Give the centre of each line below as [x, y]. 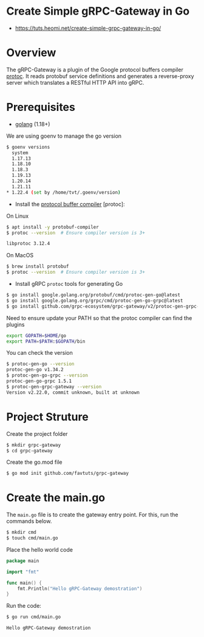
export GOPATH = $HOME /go [36, 336]
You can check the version [39, 353]
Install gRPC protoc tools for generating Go [69, 284]
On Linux [18, 216]
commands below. [29, 521]
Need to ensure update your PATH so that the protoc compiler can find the [99, 318]
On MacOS [20, 255]
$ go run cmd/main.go [34, 617]
